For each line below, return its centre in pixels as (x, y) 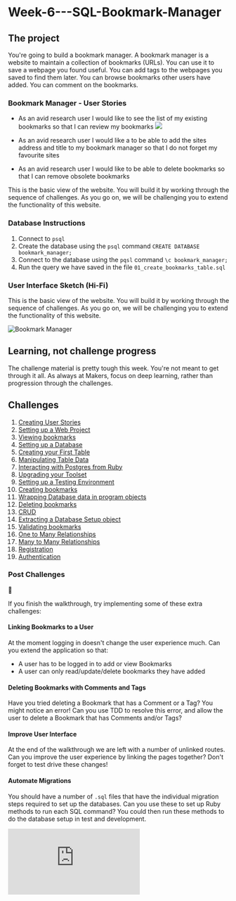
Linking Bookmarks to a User (51, 627)
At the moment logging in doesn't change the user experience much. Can (114, 643)
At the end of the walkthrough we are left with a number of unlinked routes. (117, 750)
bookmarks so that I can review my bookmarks (86, 127)
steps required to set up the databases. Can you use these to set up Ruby (114, 804)
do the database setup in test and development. (77, 819)
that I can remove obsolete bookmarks (74, 176)
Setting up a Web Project (54, 429)
